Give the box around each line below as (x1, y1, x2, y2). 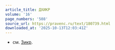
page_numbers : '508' (5, 16, 48, 21)
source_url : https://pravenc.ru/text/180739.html (5, 21, 111, 26)
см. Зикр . (12, 39, 33, 45)
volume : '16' (5, 12, 32, 17)
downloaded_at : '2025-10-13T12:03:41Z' (5, 26, 88, 31)
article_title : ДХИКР (5, 7, 50, 12)
